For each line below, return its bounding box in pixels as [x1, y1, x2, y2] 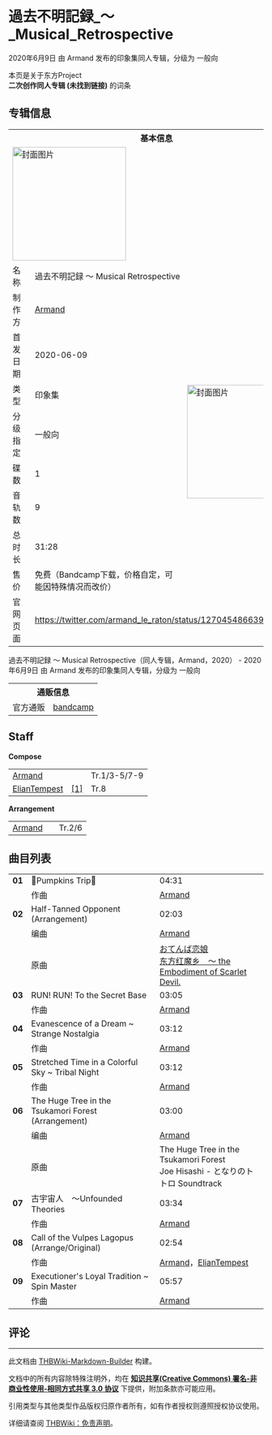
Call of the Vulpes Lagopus [31, 1232, 134, 1243]
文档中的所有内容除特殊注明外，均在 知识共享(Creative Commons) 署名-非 [8, 1373, 257, 1384]
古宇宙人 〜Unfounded [31, 1193, 123, 1204]
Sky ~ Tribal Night [31, 1067, 100, 1078]
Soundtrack [177, 1178, 223, 1189]
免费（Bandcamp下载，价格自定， [34, 569, 165, 580]
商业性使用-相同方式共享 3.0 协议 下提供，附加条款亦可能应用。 [8, 1384, 220, 1394]
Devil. [159, 976, 181, 988]
